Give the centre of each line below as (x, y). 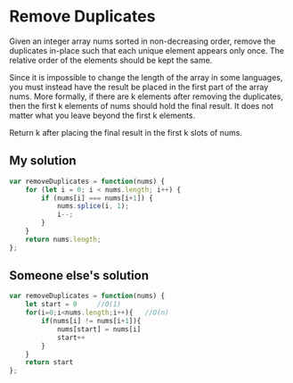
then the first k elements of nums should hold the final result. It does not (142, 105)
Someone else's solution (79, 275)
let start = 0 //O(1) (73, 304)
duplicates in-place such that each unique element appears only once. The (147, 50)
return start (49, 362)
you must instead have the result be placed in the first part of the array (139, 87)
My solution (43, 161)
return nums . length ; (63, 239)
